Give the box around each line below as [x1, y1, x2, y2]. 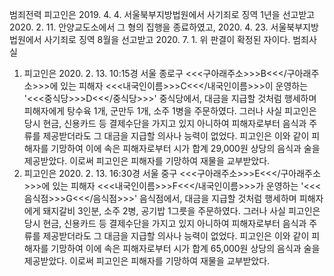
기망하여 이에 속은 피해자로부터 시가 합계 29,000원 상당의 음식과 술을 [50, 143, 321, 154]
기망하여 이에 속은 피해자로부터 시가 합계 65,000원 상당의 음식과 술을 [50, 243, 321, 254]
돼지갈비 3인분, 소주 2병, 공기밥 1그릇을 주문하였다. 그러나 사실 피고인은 [42, 205, 321, 217]
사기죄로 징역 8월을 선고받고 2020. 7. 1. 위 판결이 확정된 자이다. [43, 34, 291, 45]
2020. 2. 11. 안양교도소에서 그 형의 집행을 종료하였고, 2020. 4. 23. [9, 21, 269, 33]
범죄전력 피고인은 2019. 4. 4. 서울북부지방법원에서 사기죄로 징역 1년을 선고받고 [9, 9, 316, 20]
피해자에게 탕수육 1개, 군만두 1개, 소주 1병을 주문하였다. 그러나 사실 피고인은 [23, 105, 317, 117]
